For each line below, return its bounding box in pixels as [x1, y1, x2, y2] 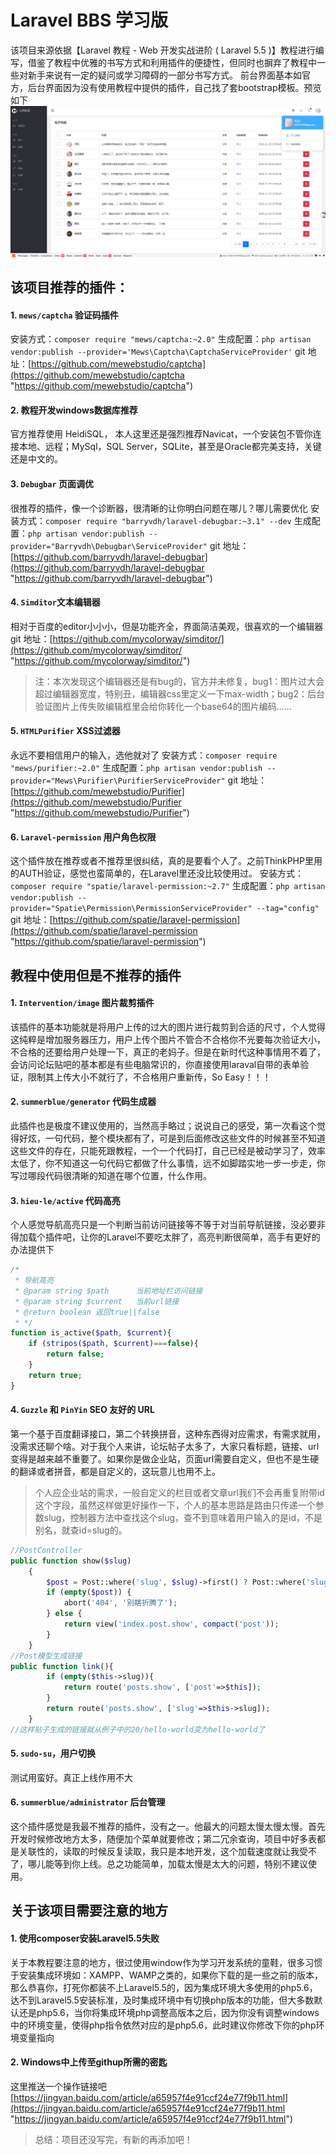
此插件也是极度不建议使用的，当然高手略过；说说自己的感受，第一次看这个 [10, 1120, 317, 1131]
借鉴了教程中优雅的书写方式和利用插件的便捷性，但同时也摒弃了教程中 [27, 56, 317, 68]
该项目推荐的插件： [10, 279, 129, 296]
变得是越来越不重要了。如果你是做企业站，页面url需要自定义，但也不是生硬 [10, 1452, 320, 1465]
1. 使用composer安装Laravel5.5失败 [10, 1932, 160, 1945]
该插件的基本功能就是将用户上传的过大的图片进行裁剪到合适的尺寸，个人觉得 [10, 1021, 326, 1033]
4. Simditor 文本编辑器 [10, 596, 101, 608]
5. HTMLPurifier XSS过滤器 [10, 725, 121, 737]
